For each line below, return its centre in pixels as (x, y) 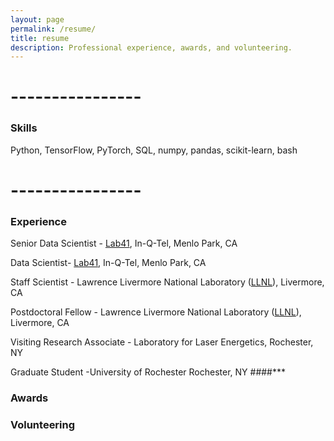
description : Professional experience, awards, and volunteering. (151, 47)
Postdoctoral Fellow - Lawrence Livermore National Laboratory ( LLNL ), (156, 312)
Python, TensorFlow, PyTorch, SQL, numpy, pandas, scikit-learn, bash (154, 150)
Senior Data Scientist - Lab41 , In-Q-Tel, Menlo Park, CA (124, 243)
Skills (24, 128)
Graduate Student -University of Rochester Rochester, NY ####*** (148, 372)
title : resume (40, 38)
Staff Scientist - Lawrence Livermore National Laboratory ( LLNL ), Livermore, (167, 282)
